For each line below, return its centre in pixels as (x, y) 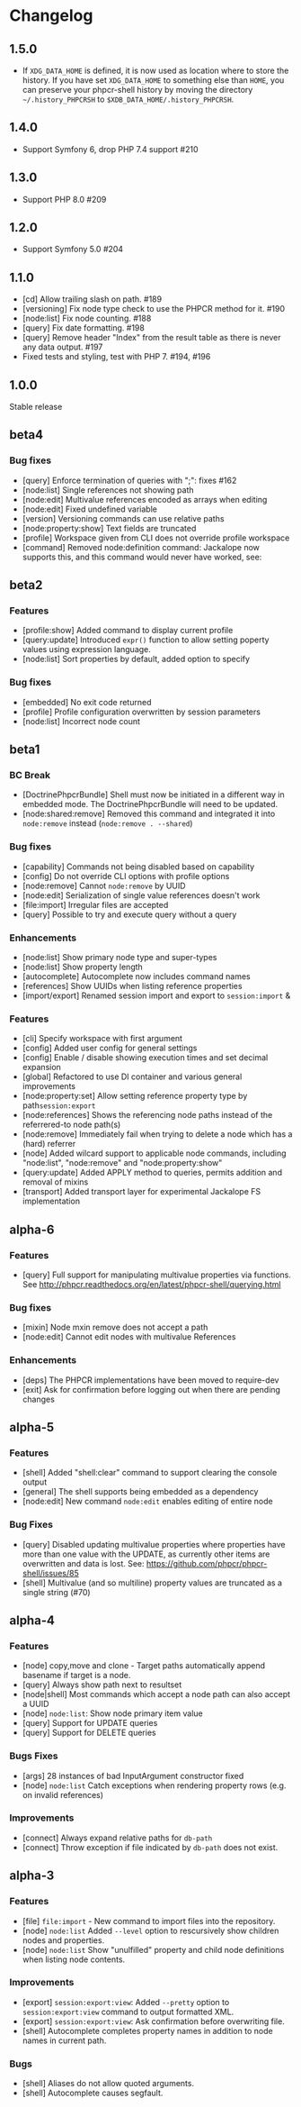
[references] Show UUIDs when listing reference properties (132, 986)
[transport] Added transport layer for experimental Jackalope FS (142, 1192)
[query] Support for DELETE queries (89, 1733)
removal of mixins (55, 1182)
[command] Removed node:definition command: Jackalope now (141, 547)
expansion (41, 1067)
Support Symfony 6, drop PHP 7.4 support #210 (111, 149)
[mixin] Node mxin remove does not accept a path (115, 1327)
